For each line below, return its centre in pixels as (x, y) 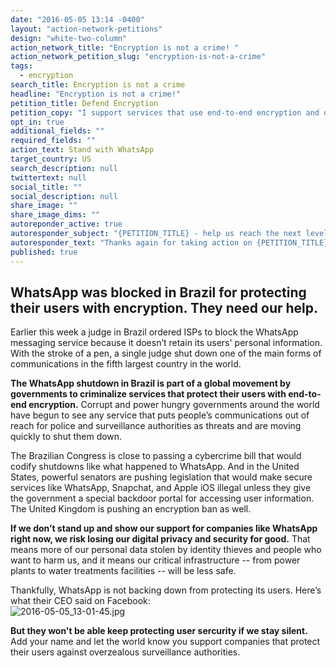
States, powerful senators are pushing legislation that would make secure (161, 477)
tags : (21, 66)
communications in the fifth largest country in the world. (126, 364)
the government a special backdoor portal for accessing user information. (162, 498)
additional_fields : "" (57, 131)
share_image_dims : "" (55, 215)
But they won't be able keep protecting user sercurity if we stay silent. (159, 631)
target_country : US (51, 159)
